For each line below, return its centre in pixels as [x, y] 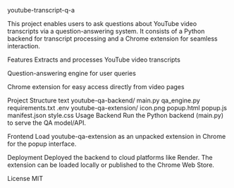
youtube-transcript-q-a [41, 10]
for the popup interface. [42, 144]
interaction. [24, 46]
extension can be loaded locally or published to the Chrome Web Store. [111, 165]
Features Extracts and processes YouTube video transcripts [94, 60]
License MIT [25, 179]
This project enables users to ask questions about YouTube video [102, 23]
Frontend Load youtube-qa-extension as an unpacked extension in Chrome [117, 136]
